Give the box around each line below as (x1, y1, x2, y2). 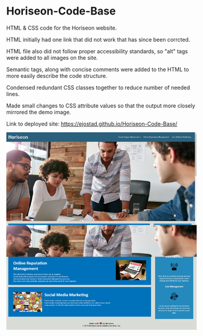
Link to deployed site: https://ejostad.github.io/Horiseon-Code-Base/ (6, 120, 178, 128)
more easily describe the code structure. (6, 72, 108, 79)
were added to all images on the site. (6, 54, 98, 61)
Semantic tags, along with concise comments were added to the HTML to (6, 65, 189, 73)
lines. (6, 90, 20, 97)
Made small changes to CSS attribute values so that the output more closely (6, 102, 195, 109)
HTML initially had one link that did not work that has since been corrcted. (6, 36, 190, 43)
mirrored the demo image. (6, 108, 71, 115)
